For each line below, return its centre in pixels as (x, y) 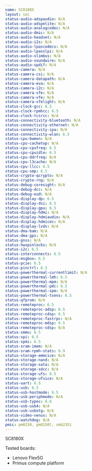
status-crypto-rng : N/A (30, 180)
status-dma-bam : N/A (26, 231)
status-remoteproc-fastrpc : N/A (38, 319)
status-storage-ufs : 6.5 (31, 374)
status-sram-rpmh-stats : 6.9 (35, 351)
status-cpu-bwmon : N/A (28, 139)
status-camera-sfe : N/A (30, 93)
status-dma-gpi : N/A (26, 235)
